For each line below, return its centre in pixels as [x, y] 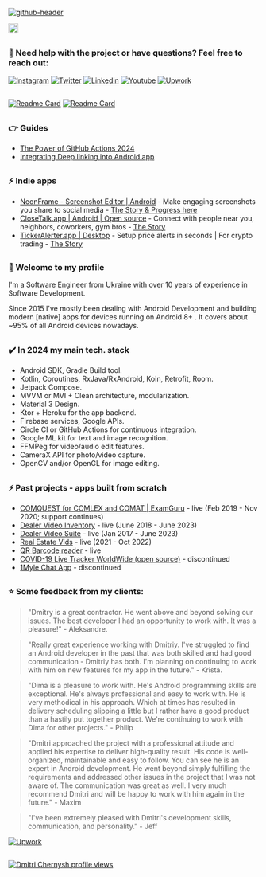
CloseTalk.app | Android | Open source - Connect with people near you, [137, 218]
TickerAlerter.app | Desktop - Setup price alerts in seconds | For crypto [136, 235]
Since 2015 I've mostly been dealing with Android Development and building [133, 309]
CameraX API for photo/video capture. [82, 455]
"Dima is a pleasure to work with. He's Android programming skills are [142, 685]
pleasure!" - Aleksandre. [67, 628]
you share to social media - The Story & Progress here [108, 209]
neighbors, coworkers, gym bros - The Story [93, 226]
